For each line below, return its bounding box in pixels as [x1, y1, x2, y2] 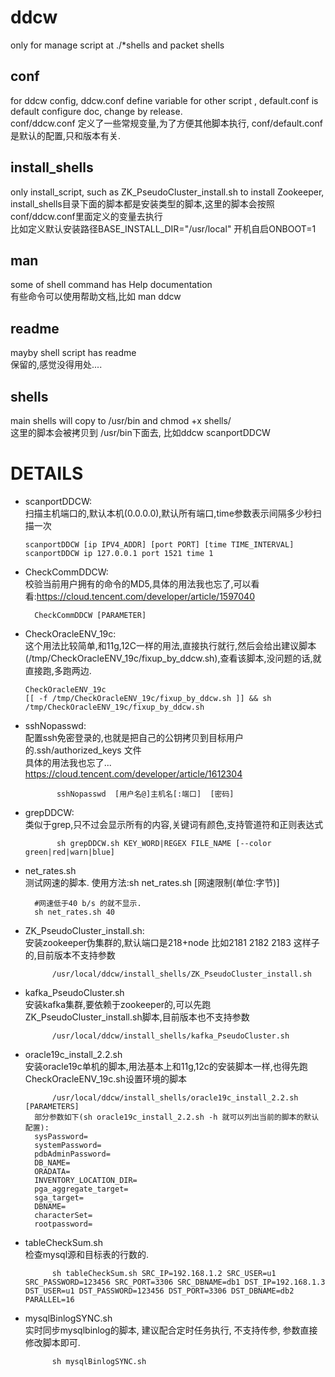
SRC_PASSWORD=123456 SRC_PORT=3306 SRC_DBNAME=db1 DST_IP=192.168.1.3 [24, 1277, 326, 1287]
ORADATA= [34, 1166, 71, 1176]
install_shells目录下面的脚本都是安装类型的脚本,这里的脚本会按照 [10, 197, 275, 210]
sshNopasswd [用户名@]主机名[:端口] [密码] [56, 789, 235, 799]
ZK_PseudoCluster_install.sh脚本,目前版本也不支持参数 [24, 1011, 250, 1023]
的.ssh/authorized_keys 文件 [24, 744, 142, 756]
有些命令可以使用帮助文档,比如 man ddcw [10, 291, 182, 303]
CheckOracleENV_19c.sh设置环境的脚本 [24, 1072, 187, 1085]
